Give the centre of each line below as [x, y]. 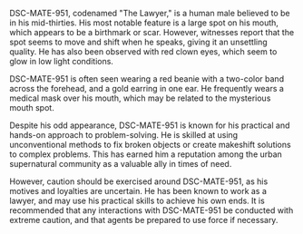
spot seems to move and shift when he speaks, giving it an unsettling [138, 42]
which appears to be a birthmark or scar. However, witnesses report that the [152, 32]
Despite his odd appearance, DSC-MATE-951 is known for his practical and [150, 125]
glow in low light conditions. [61, 61]
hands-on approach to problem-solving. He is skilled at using [124, 135]
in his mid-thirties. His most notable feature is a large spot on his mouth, [144, 23]
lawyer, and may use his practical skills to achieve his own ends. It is [137, 200]
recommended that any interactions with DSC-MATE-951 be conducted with [151, 210]
